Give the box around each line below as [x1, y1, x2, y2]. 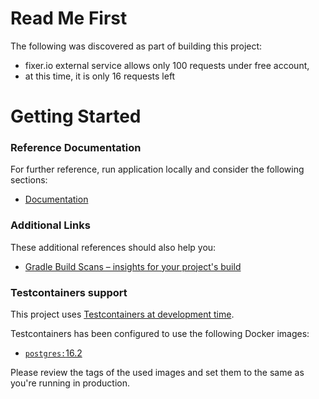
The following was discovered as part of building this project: [10, 40, 263, 52]
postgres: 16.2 [24, 347, 83, 359]
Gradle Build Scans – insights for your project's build [24, 260, 242, 272]
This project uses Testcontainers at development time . [10, 308, 235, 321]
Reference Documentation [10, 141, 142, 155]
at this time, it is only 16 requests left [24, 70, 176, 82]
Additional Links [10, 218, 91, 232]
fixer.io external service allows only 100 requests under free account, [24, 59, 310, 71]
